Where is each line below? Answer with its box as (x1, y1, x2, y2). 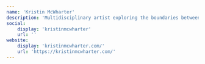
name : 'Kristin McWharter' (6, 9, 75, 15)
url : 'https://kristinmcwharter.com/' (17, 49, 116, 55)
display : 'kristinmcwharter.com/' (17, 43, 105, 49)
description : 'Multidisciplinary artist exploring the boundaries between (6, 15, 201, 21)
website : (6, 37, 29, 43)
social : (6, 20, 26, 26)
